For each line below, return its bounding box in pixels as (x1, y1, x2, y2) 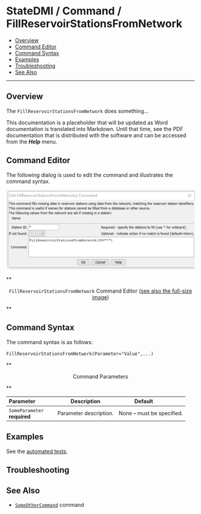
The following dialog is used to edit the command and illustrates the (6, 171, 173, 178)
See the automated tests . (6, 448, 68, 455)
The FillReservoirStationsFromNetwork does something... (6, 107, 149, 114)
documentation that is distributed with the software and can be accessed (6, 132, 187, 139)
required (8, 413, 31, 420)
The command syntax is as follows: (6, 338, 93, 345)
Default (134, 398, 154, 405)
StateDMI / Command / (6, 4, 121, 18)
